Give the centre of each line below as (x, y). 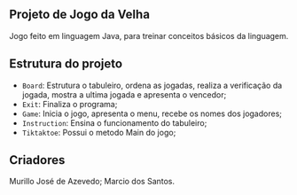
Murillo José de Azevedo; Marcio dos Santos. (92, 182)
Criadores (37, 160)
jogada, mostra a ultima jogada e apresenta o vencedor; (124, 94)
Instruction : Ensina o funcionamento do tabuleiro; (114, 122)
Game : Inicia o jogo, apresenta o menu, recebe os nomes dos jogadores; (152, 113)
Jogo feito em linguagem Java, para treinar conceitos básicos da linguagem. (149, 35)
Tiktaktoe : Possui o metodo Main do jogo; (99, 132)
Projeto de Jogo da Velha (80, 15)
